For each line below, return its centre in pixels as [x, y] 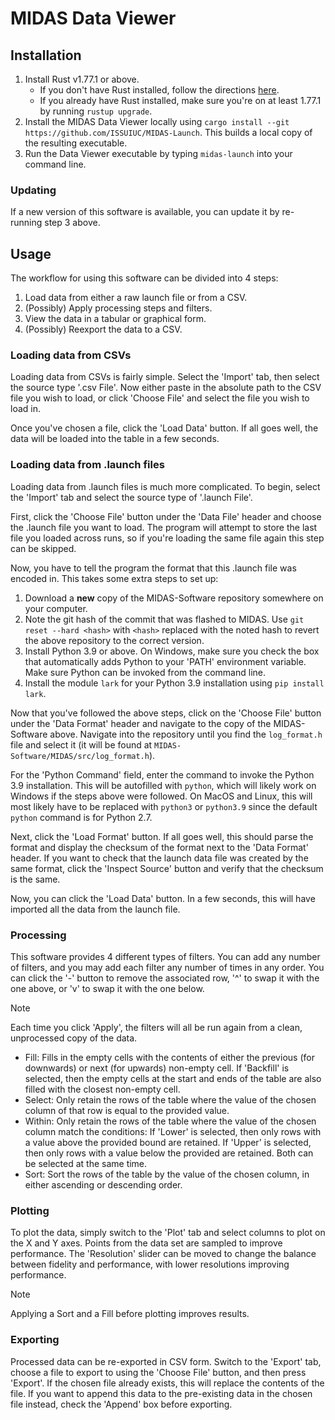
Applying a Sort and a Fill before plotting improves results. [130, 1314]
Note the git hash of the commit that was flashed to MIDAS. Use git [164, 619]
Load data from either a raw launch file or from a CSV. [136, 298]
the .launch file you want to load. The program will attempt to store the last [164, 527]
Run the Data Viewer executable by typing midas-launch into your [158, 153]
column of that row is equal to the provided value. [127, 1110]
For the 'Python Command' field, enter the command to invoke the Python [162, 774]
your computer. [56, 608]
